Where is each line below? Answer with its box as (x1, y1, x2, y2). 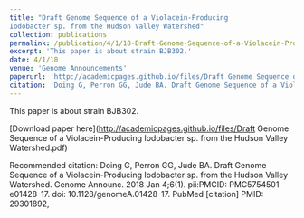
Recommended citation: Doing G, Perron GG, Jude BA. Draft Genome (9, 159, 267, 170)
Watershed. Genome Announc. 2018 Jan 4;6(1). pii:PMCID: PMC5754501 (9, 178, 280, 190)
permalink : (9, 38, 51, 48)
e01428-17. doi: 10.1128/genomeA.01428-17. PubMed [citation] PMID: (9, 188, 264, 199)
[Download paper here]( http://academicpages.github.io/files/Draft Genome (9, 123, 290, 134)
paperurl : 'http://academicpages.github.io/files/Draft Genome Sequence (9, 72, 290, 81)
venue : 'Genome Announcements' (9, 64, 128, 73)
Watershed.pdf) (9, 142, 68, 153)
